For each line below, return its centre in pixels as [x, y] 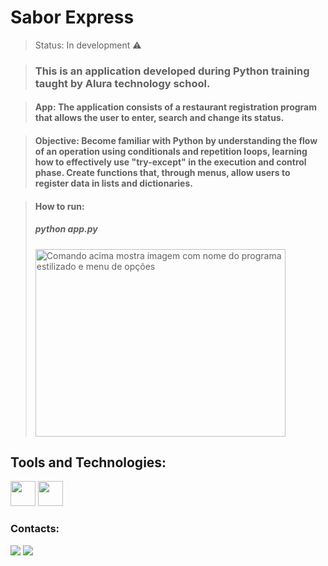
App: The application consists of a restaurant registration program [176, 107]
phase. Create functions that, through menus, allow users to [162, 173]
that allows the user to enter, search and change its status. [159, 118]
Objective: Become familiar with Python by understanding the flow [176, 141]
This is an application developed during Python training [172, 71]
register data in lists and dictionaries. [113, 183]
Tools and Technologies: [88, 462]
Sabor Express [72, 17]
